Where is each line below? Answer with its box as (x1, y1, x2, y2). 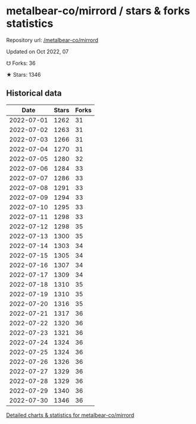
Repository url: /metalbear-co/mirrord (6, 36, 98, 43)
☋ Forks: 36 (6, 59, 36, 67)
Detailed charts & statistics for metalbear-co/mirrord (6, 412, 135, 419)
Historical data (6, 88, 62, 99)
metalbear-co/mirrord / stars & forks (6, 4, 191, 18)
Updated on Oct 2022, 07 (6, 48, 69, 55)
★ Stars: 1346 (6, 71, 41, 78)
